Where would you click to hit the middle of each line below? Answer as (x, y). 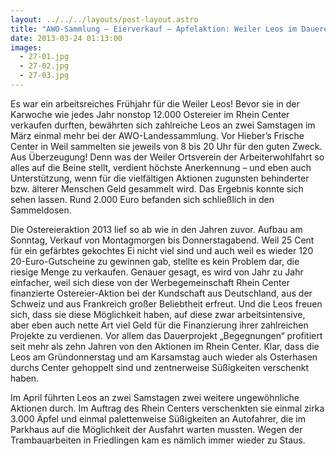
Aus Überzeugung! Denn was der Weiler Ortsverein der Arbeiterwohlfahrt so (167, 157)
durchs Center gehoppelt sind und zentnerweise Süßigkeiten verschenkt (160, 367)
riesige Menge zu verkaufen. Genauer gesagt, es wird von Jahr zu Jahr (157, 272)
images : (26, 47)
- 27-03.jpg (44, 76)
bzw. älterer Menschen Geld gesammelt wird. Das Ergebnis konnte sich (157, 188)
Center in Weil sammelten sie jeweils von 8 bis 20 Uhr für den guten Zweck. (166, 146)
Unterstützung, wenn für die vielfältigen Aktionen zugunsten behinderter (160, 178)
